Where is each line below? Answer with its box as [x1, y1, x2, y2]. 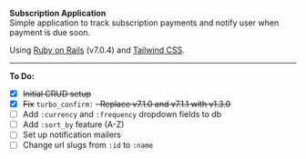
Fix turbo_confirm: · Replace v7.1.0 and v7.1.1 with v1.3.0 [22, 99, 231, 110]
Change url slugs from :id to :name [22, 140, 153, 151]
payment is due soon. [9, 27, 91, 37]
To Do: [9, 71, 35, 81]
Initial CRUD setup [22, 88, 92, 99]
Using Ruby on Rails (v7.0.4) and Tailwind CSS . [9, 45, 185, 55]
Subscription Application [9, 8, 107, 18]
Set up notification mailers [22, 129, 121, 140]
